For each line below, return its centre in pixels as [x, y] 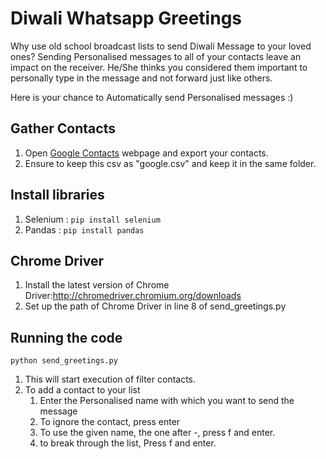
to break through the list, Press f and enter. [128, 443]
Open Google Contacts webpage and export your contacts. [146, 153]
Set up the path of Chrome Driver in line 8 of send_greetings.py [155, 306]
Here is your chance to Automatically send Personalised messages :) [152, 97]
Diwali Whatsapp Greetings [126, 18]
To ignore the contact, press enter [110, 422]
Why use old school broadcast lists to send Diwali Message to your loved [161, 46]
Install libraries [57, 195]
